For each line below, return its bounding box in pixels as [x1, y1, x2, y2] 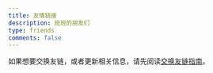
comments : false [8, 33, 62, 42]
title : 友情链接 [8, 11, 57, 20]
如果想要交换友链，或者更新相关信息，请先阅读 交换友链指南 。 [8, 56, 210, 66]
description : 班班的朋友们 [8, 19, 90, 27]
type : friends [8, 26, 55, 34]
